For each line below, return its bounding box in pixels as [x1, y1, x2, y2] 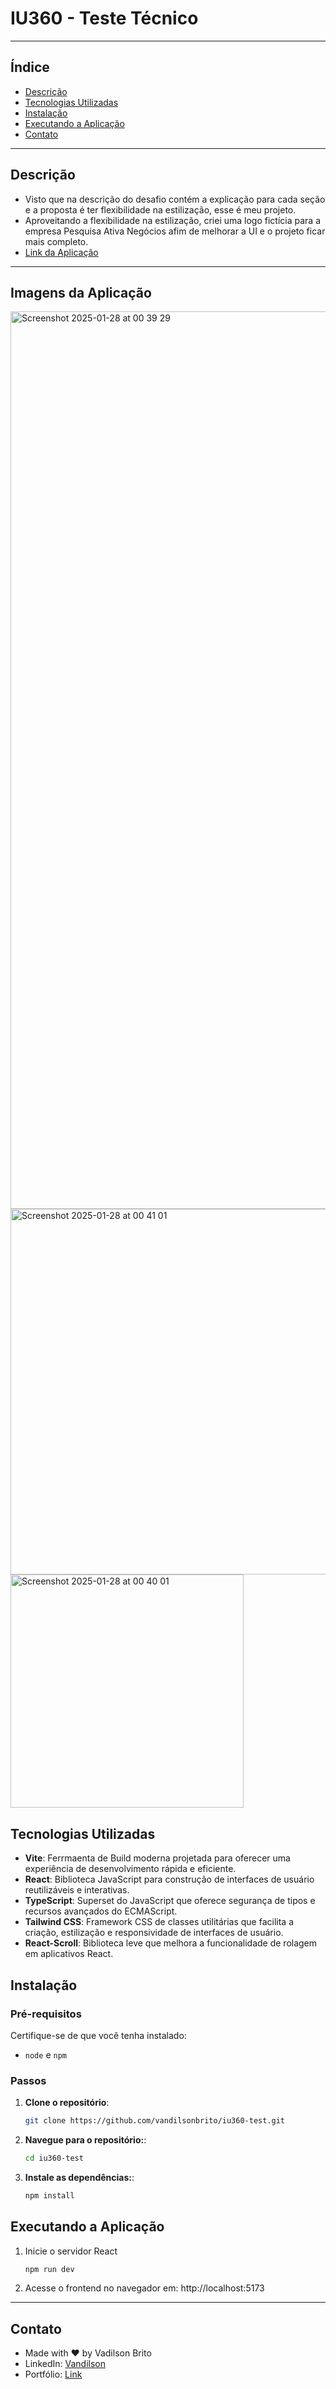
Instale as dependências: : [24, 2171, 135, 2183]
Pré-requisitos [10, 2007, 82, 2021]
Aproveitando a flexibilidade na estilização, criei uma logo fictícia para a [24, 214, 322, 226]
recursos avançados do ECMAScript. [24, 1905, 178, 1917]
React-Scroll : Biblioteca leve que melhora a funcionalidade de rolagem [24, 1937, 318, 1949]
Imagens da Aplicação [10, 284, 152, 301]
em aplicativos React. [24, 1948, 114, 1960]
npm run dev [24, 2264, 75, 2274]
